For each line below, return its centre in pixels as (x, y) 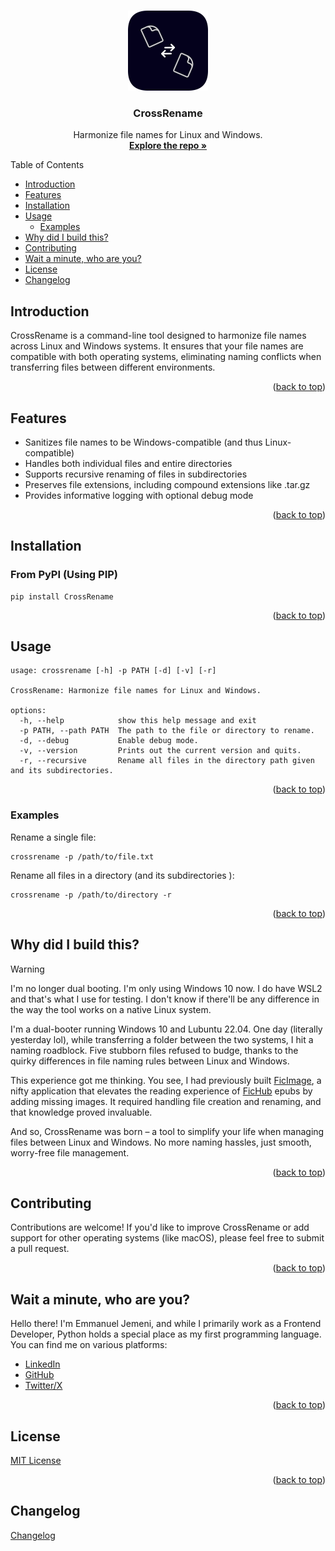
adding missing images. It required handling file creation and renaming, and (166, 1101)
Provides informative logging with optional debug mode (139, 495)
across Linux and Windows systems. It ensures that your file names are (157, 346)
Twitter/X (43, 1386)
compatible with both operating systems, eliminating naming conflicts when (166, 357)
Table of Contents (47, 165)
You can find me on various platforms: (89, 1345)
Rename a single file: (53, 837)
